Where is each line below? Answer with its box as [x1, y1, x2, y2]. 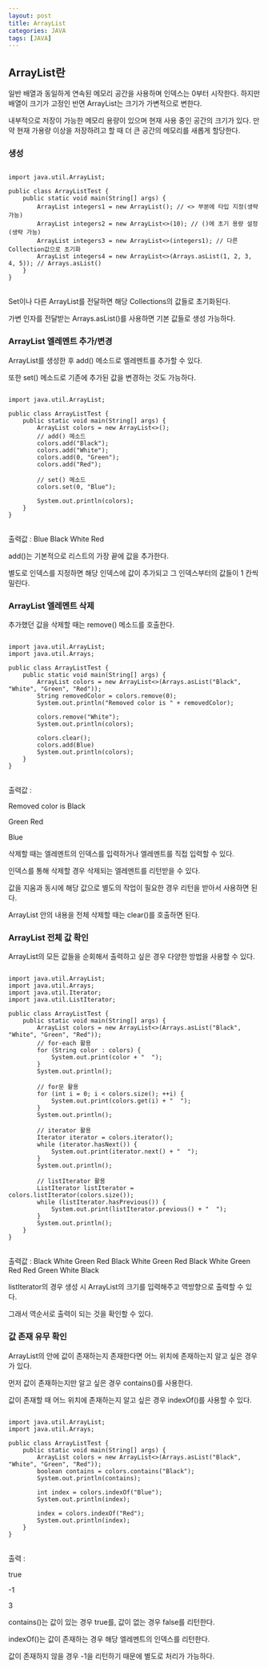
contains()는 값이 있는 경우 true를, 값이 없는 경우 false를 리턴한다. [8, 1617, 215, 1626]
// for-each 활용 [37, 1039, 92, 1047]
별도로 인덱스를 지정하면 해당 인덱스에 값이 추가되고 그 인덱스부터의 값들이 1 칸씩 [8, 568, 258, 577]
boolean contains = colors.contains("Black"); [37, 1467, 195, 1476]
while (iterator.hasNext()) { [37, 1140, 138, 1149]
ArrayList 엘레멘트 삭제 [8, 600, 94, 611]
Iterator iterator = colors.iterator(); [37, 1134, 174, 1142]
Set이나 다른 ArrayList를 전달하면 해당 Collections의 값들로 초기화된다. [8, 297, 230, 306]
